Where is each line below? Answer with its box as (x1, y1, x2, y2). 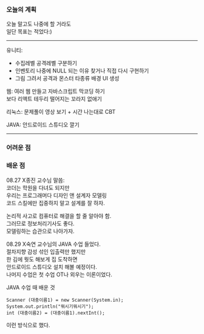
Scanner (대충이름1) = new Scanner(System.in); (6, 297, 124, 303)
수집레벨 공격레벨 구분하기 (15, 60, 78, 67)
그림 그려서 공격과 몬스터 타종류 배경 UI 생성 (15, 75, 120, 82)
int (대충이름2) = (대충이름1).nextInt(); (6, 310, 105, 316)
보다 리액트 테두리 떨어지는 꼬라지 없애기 (6, 96, 102, 103)
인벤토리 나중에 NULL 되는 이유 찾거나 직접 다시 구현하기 (15, 67, 149, 74)
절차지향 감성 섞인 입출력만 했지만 (6, 248, 86, 255)
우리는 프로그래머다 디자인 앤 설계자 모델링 (6, 192, 107, 199)
